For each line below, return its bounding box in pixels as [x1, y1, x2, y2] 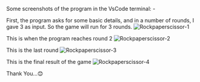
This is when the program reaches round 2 [6, 35, 113, 42]
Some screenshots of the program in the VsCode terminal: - [6, 5, 156, 12]
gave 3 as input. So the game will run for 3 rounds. [6, 24, 133, 30]
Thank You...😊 [6, 70, 44, 77]
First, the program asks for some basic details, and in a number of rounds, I [6, 17, 195, 24]
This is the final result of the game [6, 58, 92, 65]
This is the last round [6, 46, 59, 54]
